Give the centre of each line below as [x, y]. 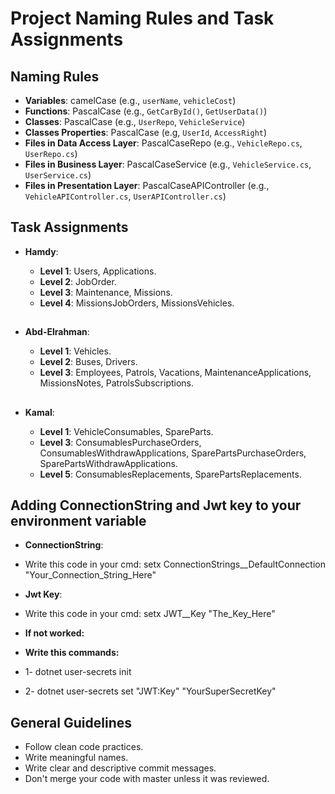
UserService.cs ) [58, 175]
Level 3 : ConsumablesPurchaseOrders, [120, 442]
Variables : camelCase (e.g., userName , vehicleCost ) [130, 100]
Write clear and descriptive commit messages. [120, 768]
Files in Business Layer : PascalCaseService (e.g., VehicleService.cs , [168, 164]
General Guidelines [71, 722]
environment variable [78, 520]
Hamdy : [41, 251]
